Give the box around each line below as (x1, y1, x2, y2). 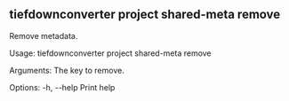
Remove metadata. (9, 30, 78, 41)
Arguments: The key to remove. (9, 65, 124, 75)
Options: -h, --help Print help (9, 82, 116, 92)
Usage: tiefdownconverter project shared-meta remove (9, 48, 212, 58)
